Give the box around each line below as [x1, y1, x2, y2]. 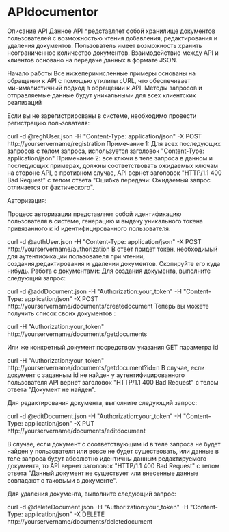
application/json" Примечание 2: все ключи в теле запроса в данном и [7, 154, 213, 162]
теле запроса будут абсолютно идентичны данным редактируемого [7, 454, 207, 463]
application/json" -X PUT [24, 419, 94, 427]
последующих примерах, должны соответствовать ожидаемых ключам [7, 161, 219, 169]
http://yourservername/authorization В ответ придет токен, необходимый [7, 245, 218, 253]
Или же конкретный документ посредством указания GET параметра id [7, 343, 219, 351]
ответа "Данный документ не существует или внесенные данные [7, 469, 199, 477]
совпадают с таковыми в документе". [7, 476, 118, 484]
